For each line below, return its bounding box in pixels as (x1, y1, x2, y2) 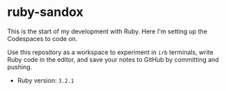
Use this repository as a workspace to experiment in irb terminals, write (7, 48, 213, 56)
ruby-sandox (7, 4, 83, 20)
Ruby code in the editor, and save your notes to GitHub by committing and (7, 55, 219, 63)
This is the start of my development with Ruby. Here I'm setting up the (7, 27, 207, 35)
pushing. (7, 63, 33, 71)
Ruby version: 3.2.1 (17, 76, 74, 84)
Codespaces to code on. (7, 34, 78, 42)
